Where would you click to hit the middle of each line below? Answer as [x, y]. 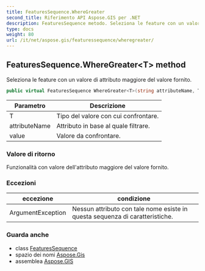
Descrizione [108, 105]
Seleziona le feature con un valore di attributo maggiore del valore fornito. [99, 79]
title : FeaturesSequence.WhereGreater [56, 12]
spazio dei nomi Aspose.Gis [50, 255]
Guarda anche [28, 235]
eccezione [38, 199]
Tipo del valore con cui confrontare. [108, 116]
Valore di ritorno [31, 154]
